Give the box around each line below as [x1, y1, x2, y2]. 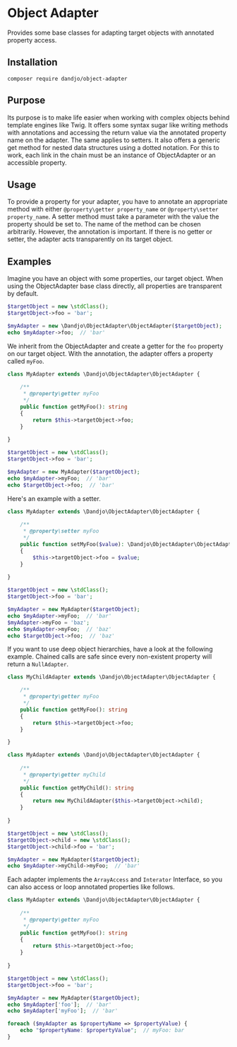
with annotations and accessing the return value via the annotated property [7, 128, 227, 137]
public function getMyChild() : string [20, 784, 134, 792]
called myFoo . [7, 357, 44, 365]
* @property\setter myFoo [23, 528, 99, 535]
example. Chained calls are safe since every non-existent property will [7, 652, 212, 661]
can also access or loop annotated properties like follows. [7, 883, 175, 891]
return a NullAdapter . [7, 660, 69, 669]
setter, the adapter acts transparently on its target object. [7, 235, 174, 243]
